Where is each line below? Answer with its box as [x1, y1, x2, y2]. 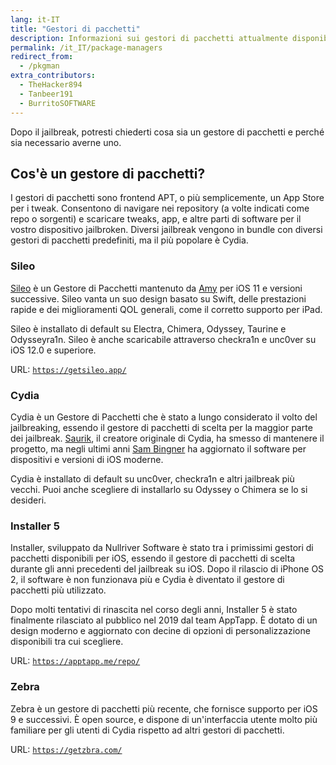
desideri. [10, 494, 47, 506]
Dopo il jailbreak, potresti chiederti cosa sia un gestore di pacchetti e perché [10, 126, 325, 138]
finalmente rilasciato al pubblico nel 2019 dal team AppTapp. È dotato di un [10, 614, 318, 626]
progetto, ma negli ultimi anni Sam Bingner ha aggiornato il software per [10, 442, 307, 455]
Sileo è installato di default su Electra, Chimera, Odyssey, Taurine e [10, 322, 287, 335]
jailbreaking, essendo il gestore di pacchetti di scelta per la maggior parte [10, 421, 313, 433]
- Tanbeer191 [19, 89, 74, 99]
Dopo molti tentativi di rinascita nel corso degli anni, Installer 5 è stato [10, 604, 298, 616]
